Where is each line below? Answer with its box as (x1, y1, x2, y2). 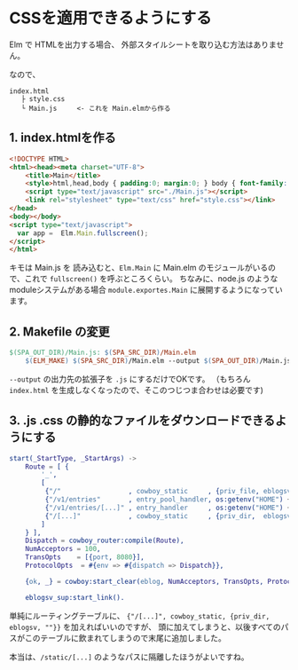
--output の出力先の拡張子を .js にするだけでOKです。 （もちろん (9, 374, 251, 384)
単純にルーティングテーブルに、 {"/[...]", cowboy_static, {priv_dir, (9, 610, 271, 621)
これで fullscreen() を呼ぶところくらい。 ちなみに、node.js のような (24, 273, 278, 284)
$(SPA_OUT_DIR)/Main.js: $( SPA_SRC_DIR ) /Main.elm (9, 348, 197, 358)
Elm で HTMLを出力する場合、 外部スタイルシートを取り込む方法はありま (9, 39, 277, 50)
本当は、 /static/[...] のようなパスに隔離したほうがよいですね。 (9, 651, 249, 662)
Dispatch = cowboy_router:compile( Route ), (25, 536, 184, 546)
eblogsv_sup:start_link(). (25, 593, 125, 602)
